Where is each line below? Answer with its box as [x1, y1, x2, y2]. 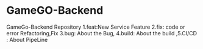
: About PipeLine [6, 36, 48, 43]
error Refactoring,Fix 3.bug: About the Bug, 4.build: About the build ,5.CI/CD [6, 29, 197, 36]
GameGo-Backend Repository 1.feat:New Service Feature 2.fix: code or [6, 23, 185, 30]
